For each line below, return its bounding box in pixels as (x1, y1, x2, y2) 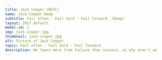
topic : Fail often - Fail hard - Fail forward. (5, 43, 103, 48)
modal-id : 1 (5, 25, 29, 30)
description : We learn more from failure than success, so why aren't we (5, 47, 158, 52)
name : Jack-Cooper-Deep (5, 12, 53, 16)
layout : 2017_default (5, 20, 49, 26)
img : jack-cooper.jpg (5, 30, 49, 34)
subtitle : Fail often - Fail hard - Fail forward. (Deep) (5, 16, 125, 21)
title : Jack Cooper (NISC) (5, 7, 60, 12)
